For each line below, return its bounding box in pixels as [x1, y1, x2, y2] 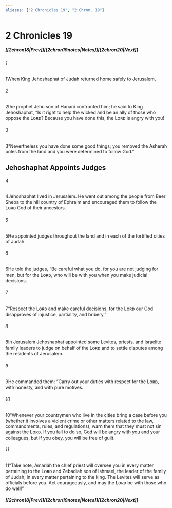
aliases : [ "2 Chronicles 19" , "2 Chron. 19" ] [5, 7, 104, 13]
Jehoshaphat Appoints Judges [5, 163, 106, 172]
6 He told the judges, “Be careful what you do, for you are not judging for [5, 266, 159, 272]
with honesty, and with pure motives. [5, 384, 84, 391]
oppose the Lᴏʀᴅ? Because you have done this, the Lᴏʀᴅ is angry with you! [5, 115, 164, 121]
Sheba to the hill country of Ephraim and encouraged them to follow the [5, 199, 157, 205]
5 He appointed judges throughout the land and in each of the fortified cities [5, 232, 165, 239]
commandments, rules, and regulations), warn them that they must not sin [5, 423, 162, 429]
